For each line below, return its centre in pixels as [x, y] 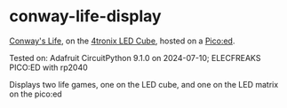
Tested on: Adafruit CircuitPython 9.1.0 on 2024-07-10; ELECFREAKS [135, 58]
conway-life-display [85, 16]
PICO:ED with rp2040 [49, 67]
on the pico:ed [36, 94]
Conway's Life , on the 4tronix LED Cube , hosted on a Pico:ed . [122, 41]
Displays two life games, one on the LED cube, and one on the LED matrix [144, 84]
